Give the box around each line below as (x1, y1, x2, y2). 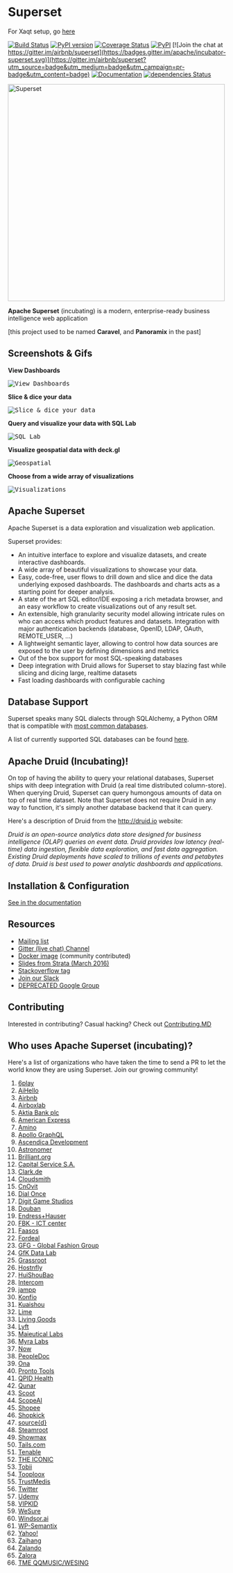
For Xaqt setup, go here (8, 27, 76, 35)
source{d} (17, 1418, 47, 1427)
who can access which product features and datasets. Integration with (17, 617, 220, 625)
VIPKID (17, 1499, 39, 1508)
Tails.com (17, 1440, 46, 1449)
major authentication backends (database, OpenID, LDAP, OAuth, (17, 624, 204, 633)
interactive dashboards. (17, 558, 86, 566)
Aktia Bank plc (17, 1108, 60, 1117)
